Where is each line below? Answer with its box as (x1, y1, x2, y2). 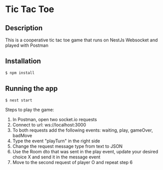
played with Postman (5, 42, 49, 48)
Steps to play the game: (5, 107, 54, 113)
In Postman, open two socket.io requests (12, 117, 97, 123)
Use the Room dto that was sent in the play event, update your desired (12, 149, 158, 155)
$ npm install (5, 70, 35, 75)
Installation (5, 57, 41, 66)
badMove (12, 133, 33, 139)
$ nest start (5, 97, 33, 103)
